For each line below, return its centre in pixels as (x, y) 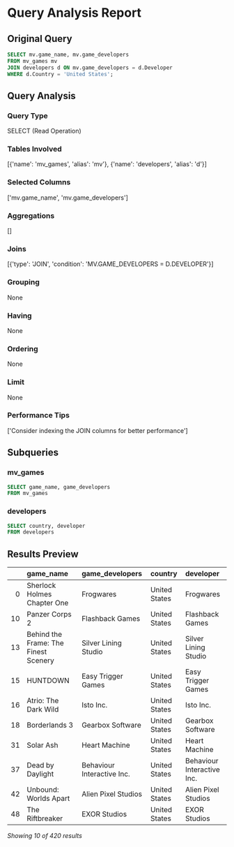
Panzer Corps (49, 614)
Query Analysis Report (74, 13)
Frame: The (45, 643)
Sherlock (41, 586)
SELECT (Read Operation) (44, 131)
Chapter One (48, 603)
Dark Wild (43, 709)
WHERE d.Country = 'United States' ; (60, 74)
